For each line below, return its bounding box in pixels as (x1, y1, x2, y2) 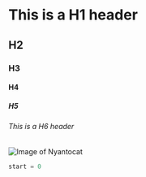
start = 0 (8, 162, 42, 171)
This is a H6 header (8, 122, 75, 132)
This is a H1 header (8, 6, 138, 24)
